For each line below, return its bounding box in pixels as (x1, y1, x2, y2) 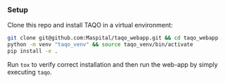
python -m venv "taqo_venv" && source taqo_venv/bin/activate (7, 41, 193, 49)
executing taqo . (7, 68, 53, 76)
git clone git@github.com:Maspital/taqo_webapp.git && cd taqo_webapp (7, 34, 219, 41)
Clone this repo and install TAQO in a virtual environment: (7, 21, 174, 30)
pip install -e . (7, 48, 58, 55)
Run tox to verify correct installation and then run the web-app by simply (7, 60, 218, 68)
